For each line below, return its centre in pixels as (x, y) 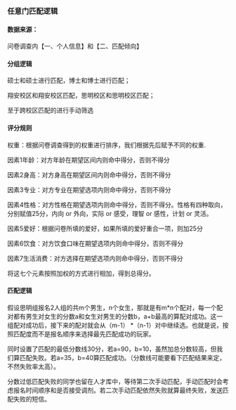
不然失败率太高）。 (33, 366)
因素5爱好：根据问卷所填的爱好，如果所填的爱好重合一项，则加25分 (105, 228)
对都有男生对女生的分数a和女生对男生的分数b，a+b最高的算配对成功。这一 (115, 316)
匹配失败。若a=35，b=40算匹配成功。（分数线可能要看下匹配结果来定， (123, 357)
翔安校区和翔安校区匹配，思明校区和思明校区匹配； (81, 96)
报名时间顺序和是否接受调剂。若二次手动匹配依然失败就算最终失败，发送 (118, 390)
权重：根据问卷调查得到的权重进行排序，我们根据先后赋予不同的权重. (107, 145)
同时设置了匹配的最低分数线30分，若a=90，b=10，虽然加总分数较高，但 (112, 349)
